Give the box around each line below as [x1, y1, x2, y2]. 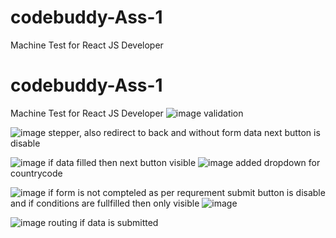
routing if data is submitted [48, 216, 159, 228]
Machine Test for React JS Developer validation [10, 107, 244, 119]
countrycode [10, 167, 63, 179]
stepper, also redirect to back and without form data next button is [48, 126, 321, 138]
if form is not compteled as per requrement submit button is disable [48, 186, 326, 198]
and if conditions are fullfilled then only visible [10, 197, 200, 209]
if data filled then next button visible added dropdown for [48, 156, 321, 168]
